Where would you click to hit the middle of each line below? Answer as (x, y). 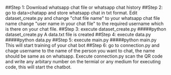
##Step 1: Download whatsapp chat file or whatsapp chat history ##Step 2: (84, 7)
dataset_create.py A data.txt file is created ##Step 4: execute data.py (78, 34)
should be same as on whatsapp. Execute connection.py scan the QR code (84, 56)
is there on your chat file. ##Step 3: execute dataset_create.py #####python (86, 29)
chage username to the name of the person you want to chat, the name (80, 51)
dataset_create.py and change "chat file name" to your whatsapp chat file (83, 18)
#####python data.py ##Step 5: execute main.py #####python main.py (81, 40)
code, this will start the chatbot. (39, 67)
